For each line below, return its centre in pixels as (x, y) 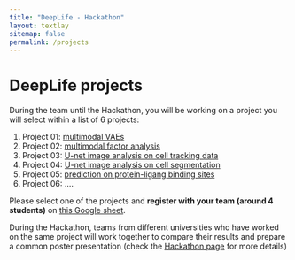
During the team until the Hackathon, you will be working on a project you (143, 111)
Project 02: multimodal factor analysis (91, 146)
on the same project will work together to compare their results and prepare (147, 237)
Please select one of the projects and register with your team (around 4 (141, 201)
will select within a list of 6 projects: (74, 119)
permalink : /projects (49, 42)
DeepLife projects (76, 86)
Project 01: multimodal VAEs (73, 137)
